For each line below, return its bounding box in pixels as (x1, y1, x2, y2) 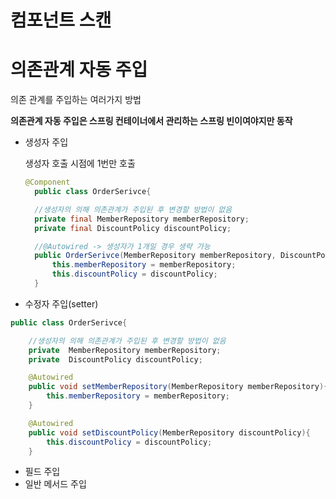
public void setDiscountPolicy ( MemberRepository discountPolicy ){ (28, 427, 311, 438)
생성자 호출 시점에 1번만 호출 (24, 157, 136, 170)
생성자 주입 (24, 136, 69, 148)
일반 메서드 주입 (24, 478, 87, 490)
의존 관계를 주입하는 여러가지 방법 (10, 94, 142, 106)
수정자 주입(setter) (24, 297, 99, 310)
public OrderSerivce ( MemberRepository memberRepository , (34, 251, 277, 261)
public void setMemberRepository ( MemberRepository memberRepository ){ (28, 382, 329, 392)
